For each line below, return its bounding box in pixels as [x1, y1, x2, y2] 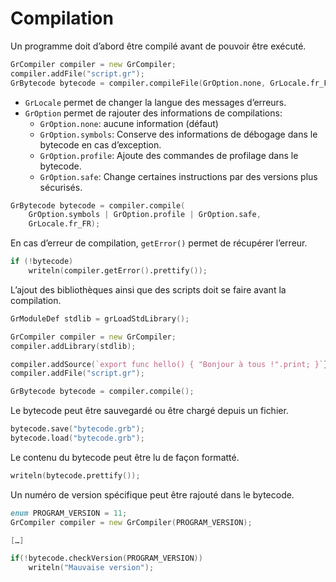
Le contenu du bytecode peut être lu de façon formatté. [10, 451, 240, 463]
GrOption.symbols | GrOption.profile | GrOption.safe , [28, 210, 262, 220]
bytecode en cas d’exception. [39, 138, 162, 151]
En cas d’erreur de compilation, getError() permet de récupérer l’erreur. [10, 237, 308, 249]
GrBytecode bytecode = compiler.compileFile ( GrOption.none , [10, 78, 267, 88]
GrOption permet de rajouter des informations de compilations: [24, 107, 283, 119]
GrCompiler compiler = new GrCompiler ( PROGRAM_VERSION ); [10, 517, 253, 527]
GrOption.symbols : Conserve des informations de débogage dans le [39, 128, 318, 140]
